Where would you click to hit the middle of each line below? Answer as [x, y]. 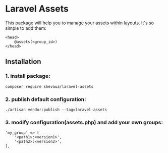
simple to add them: [26, 28]
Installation [23, 62]
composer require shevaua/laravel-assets [49, 86]
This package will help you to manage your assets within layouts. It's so [79, 23]
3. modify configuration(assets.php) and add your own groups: [84, 122]
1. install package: [28, 76]
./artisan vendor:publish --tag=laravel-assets [56, 110]
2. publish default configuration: [46, 99]
